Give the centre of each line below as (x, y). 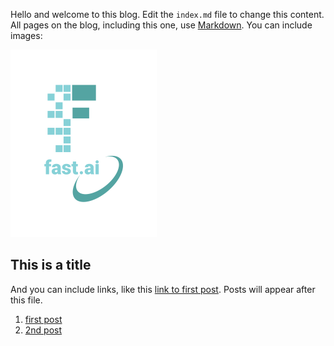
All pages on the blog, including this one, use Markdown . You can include (161, 25)
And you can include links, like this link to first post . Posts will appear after (163, 289)
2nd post (43, 330)
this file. (26, 300)
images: (26, 35)
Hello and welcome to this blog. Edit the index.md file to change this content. (167, 14)
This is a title (51, 265)
